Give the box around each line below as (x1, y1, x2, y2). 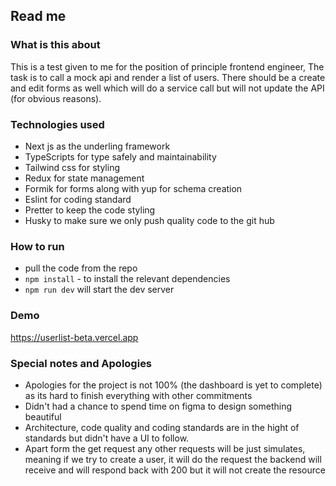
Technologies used (10, 117, 105, 131)
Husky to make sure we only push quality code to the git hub (24, 214, 275, 226)
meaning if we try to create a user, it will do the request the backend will (24, 453, 322, 465)
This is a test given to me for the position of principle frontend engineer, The (10, 60, 325, 73)
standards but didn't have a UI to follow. (24, 432, 190, 444)
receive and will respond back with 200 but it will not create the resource (24, 464, 326, 476)
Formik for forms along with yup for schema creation (24, 182, 243, 194)
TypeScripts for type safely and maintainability (24, 150, 217, 163)
